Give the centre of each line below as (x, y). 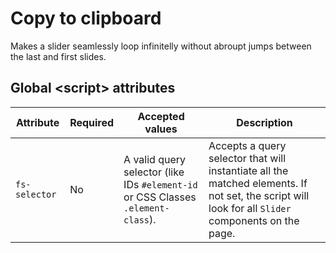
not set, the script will (259, 195)
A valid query (155, 159)
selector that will (247, 158)
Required (92, 122)
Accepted (161, 116)
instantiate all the (248, 170)
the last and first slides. (58, 56)
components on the (254, 220)
